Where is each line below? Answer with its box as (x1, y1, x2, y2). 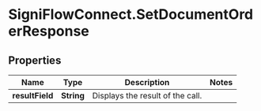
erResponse (8, 22, 89, 40)
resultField (12, 91, 54, 101)
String (60, 91, 85, 101)
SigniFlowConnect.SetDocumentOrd (8, 6, 254, 24)
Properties (8, 54, 62, 67)
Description (124, 77, 170, 87)
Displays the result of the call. (92, 91, 202, 101)
